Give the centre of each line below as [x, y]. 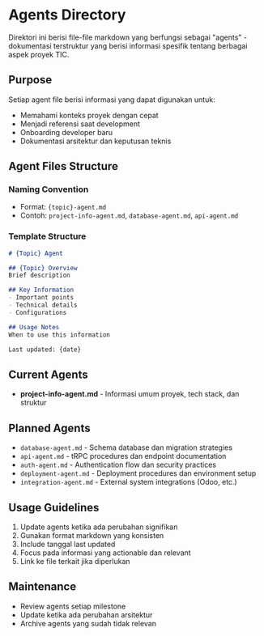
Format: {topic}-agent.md [63, 207]
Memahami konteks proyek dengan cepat [89, 115]
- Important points [41, 298]
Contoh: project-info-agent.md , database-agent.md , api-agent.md [129, 215]
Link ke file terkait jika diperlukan [75, 561]
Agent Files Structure [64, 166]
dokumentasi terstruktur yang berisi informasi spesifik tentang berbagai [128, 45]
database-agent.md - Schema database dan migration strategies [126, 447]
